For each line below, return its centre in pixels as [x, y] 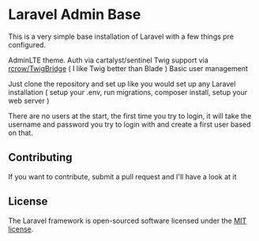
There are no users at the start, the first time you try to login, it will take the [130, 115]
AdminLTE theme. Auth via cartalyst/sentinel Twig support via [109, 60]
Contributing [40, 158]
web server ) [29, 100]
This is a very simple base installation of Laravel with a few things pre [121, 36]
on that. [21, 133]
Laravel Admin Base [75, 15]
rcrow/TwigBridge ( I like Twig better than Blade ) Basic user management [128, 68]
